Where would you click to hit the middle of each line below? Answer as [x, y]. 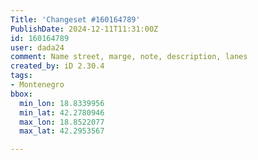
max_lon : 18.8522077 [62, 122]
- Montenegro [37, 85]
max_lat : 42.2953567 [62, 131]
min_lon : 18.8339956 [62, 103]
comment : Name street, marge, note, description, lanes [129, 57]
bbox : [21, 94]
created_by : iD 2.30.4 [57, 66]
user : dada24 [37, 47]
